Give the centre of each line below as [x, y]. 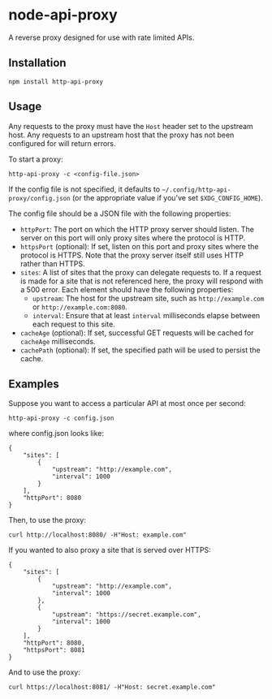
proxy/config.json [39, 198]
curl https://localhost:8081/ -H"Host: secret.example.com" [112, 688]
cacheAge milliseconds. [58, 341]
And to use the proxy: [45, 672]
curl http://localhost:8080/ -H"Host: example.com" [97, 535]
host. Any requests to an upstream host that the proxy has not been [121, 135]
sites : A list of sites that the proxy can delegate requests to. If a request [140, 272]
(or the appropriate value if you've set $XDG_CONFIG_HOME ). [168, 197]
